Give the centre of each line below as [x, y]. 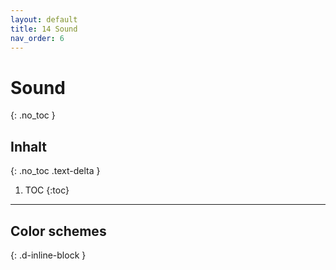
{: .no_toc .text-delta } [55, 171]
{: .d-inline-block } [48, 255]
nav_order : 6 [37, 38]
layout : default [44, 19]
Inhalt [28, 146]
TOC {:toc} [47, 190]
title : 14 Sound [44, 29]
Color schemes [58, 231]
